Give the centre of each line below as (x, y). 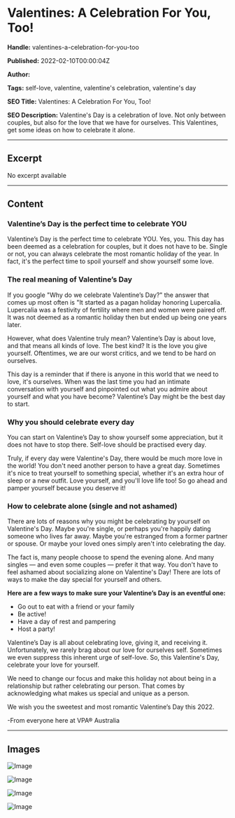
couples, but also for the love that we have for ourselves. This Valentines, (113, 122)
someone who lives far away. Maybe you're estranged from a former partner (117, 536)
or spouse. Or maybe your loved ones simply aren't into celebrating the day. (116, 543)
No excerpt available (37, 175)
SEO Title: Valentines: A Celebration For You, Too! (79, 101)
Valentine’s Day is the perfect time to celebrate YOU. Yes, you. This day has (116, 239)
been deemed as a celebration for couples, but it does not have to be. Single (117, 247)
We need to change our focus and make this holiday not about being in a (112, 679)
